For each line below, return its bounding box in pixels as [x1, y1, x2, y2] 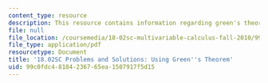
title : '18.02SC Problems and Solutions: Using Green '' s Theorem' [8, 56, 234, 64]
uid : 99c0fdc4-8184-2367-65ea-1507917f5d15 [8, 63, 156, 71]
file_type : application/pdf [8, 41, 102, 49]
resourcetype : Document [8, 48, 88, 56]
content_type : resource [8, 11, 88, 20]
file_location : [8, 33, 59, 42]
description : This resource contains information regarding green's [8, 19, 241, 27]
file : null [8, 26, 45, 34]
